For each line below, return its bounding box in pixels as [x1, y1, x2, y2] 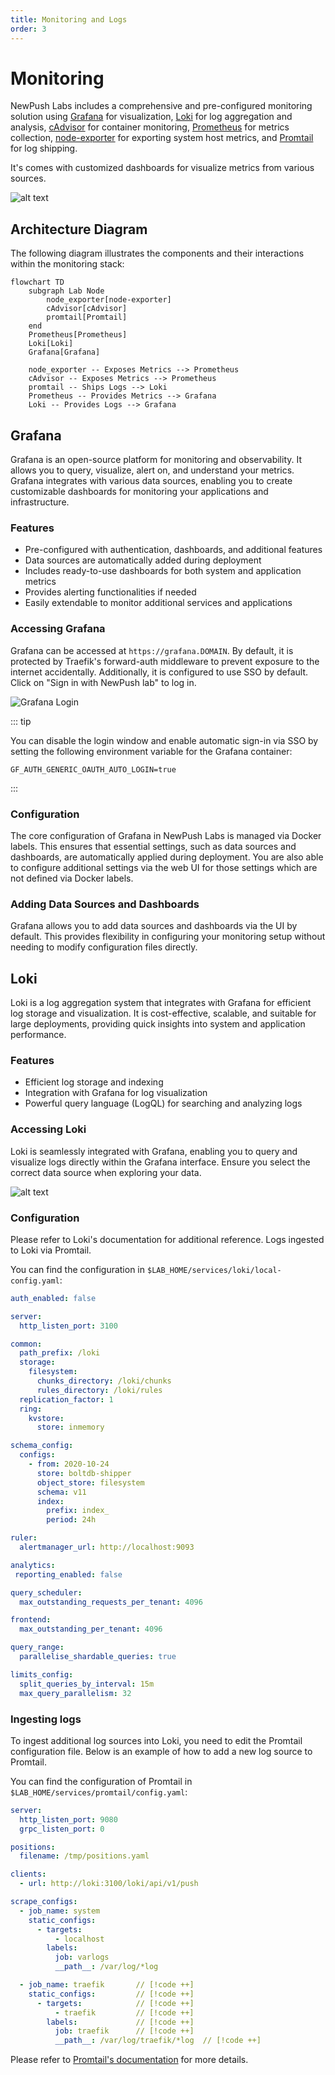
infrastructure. [10, 496, 70, 508]
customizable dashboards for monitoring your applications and [10, 486, 269, 498]
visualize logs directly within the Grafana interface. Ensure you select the [10, 1156, 311, 1168]
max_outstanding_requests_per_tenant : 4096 [19, 1597, 203, 1607]
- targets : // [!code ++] [36, 1998, 195, 2008]
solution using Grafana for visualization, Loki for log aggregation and [10, 111, 293, 123]
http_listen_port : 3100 [19, 1321, 118, 1331]
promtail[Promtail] [46, 312, 128, 323]
